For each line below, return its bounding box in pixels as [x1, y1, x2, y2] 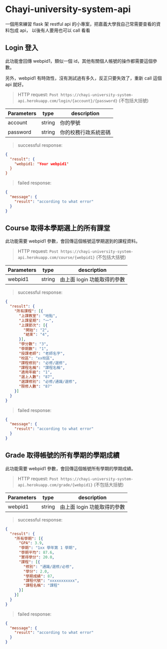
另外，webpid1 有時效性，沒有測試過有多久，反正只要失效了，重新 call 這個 [5, 75, 162, 81]
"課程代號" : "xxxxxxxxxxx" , [23, 578, 79, 583]
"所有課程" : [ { [14, 309, 44, 314]
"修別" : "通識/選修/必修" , [23, 564, 74, 569]
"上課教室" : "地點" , [18, 313, 58, 318]
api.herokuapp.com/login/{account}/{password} [17, 98, 118, 103]
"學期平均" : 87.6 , [18, 550, 55, 555]
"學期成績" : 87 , [23, 574, 55, 579]
